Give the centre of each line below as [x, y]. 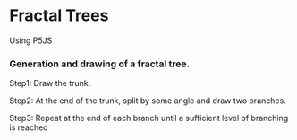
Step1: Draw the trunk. [50, 83]
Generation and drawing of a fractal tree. [100, 64]
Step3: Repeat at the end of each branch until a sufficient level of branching [149, 118]
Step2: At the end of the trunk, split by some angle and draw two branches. [148, 101]
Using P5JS [31, 40]
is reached [29, 127]
